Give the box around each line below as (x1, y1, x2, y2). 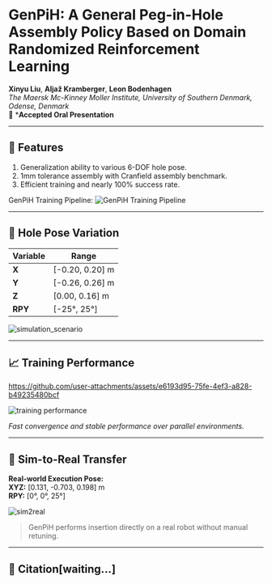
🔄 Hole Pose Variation (8, 226, 120, 240)
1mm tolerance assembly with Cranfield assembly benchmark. (19, 171, 228, 180)
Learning (8, 57, 70, 76)
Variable (12, 250, 46, 261)
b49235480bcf (8, 390, 60, 400)
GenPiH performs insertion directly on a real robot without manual (28, 523, 249, 532)
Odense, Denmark (8, 101, 70, 111)
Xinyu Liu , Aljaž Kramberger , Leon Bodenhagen (8, 83, 172, 94)
